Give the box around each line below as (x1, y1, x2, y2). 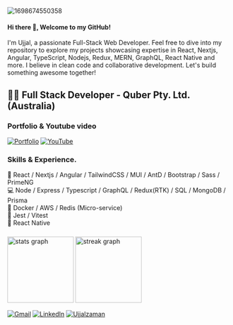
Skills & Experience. (7, 154, 77, 164)
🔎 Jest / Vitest (7, 211, 48, 220)
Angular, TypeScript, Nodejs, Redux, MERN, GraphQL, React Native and (7, 54, 215, 62)
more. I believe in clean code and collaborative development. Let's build (7, 61, 217, 70)
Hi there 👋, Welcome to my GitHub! (7, 23, 112, 31)
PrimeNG (7, 178, 34, 187)
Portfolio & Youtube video (7, 121, 97, 130)
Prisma (7, 196, 28, 204)
